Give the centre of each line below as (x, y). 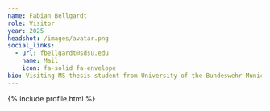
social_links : (31, 46)
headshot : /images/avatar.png (58, 38)
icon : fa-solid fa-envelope (69, 68)
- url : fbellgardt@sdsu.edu (62, 53)
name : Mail (40, 61)
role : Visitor (31, 23)
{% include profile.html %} (52, 98)
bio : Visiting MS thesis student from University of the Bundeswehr (125, 76)
